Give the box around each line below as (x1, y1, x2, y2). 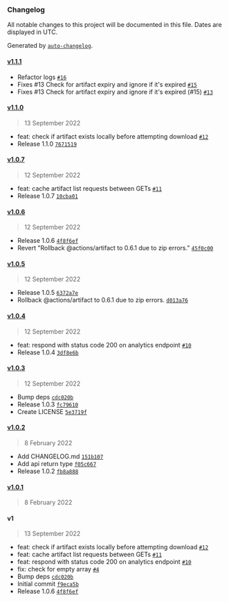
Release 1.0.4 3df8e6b (17, 348, 79, 356)
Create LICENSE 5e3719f (17, 407, 88, 415)
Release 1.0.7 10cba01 (17, 191, 78, 200)
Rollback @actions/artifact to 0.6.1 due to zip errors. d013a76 (17, 296, 188, 304)
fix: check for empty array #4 (17, 565, 100, 574)
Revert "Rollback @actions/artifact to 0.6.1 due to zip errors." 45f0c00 (17, 244, 214, 252)
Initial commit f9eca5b (17, 580, 80, 588)
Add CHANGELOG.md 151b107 (17, 452, 104, 461)
